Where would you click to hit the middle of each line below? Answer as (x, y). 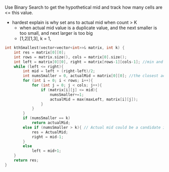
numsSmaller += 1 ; (67, 95)
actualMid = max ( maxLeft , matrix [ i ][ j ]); (94, 99)
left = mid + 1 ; (46, 151)
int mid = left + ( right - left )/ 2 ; (59, 71)
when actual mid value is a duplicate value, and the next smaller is (88, 28)
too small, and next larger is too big (56, 33)
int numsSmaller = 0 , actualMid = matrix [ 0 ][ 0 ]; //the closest (91, 76)
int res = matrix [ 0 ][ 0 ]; (40, 52)
